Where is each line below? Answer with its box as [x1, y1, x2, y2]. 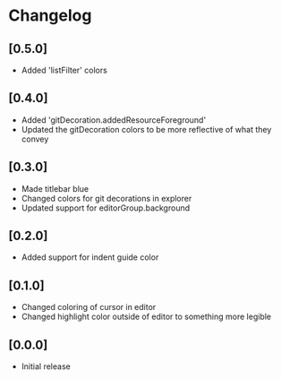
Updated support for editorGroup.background [21, 202, 190, 213]
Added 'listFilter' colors [21, 65, 108, 75]
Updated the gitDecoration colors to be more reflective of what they [21, 124, 272, 134]
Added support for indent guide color [21, 252, 159, 263]
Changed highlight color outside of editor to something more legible [21, 311, 272, 323]
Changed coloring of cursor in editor [21, 302, 157, 313]
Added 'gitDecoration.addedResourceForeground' [21, 114, 207, 125]
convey [21, 134, 49, 144]
